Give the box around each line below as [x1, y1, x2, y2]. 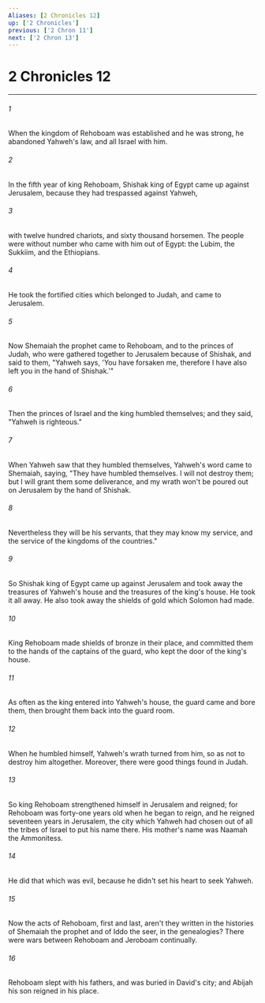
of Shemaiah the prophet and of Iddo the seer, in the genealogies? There [8, 927, 244, 937]
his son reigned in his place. [8, 986, 99, 996]
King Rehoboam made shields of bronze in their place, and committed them [8, 638, 254, 648]
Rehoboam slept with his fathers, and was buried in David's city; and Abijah [8, 978, 254, 987]
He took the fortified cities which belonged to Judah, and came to [8, 290, 222, 299]
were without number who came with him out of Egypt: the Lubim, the [8, 239, 235, 248]
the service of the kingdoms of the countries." [8, 536, 158, 546]
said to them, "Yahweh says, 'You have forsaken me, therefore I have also [8, 358, 247, 368]
